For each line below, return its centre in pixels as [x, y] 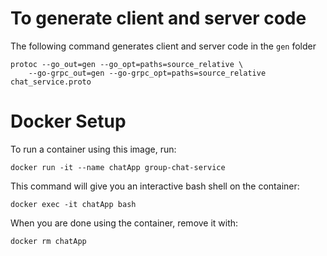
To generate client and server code [158, 18]
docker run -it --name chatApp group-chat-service [118, 167]
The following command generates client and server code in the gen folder [163, 46]
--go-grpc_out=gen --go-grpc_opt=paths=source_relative [147, 73]
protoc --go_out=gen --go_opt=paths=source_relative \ [127, 64]
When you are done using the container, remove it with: [124, 223]
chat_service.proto [51, 82]
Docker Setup [68, 121]
